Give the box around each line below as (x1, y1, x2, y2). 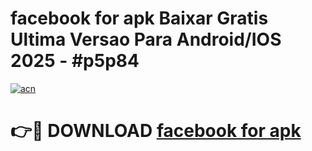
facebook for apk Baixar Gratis (10, 7, 269, 30)
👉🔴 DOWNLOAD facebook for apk (10, 120, 302, 142)
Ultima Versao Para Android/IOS (10, 28, 282, 51)
